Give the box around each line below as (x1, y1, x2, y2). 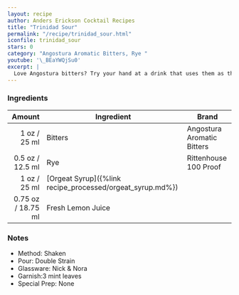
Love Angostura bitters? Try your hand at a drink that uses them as (14, 70, 224, 77)
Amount (11, 112, 40, 122)
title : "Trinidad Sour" (7, 23, 78, 31)
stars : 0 (7, 43, 33, 50)
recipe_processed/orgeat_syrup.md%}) (46, 182, 179, 192)
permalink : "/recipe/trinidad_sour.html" (7, 30, 132, 38)
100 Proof (186, 161, 222, 171)
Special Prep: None (17, 279, 75, 288)
